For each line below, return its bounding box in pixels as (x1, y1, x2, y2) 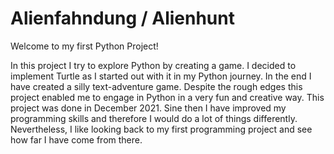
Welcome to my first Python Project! (10, 40, 159, 52)
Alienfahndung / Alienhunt (10, 7, 235, 30)
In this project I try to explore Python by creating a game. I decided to (10, 59, 297, 71)
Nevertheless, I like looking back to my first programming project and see (10, 123, 313, 135)
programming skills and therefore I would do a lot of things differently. (10, 112, 298, 124)
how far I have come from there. (10, 133, 143, 146)
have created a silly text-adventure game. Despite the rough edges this (10, 80, 303, 92)
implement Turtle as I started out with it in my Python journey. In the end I (10, 70, 312, 82)
